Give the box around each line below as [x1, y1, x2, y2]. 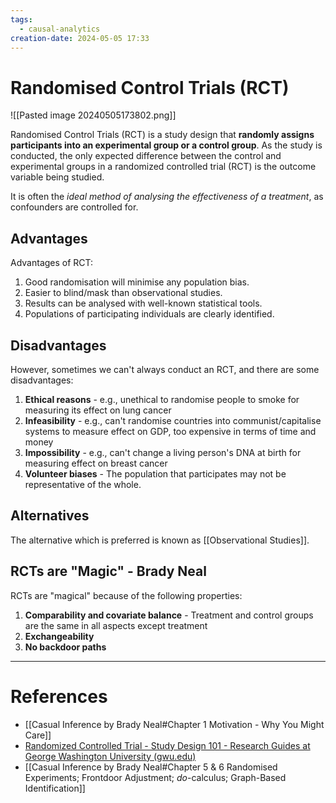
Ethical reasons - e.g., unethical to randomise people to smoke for [24, 393, 300, 405]
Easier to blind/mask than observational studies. [24, 287, 223, 299]
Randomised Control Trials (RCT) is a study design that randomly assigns [10, 129, 315, 141]
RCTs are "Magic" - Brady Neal [10, 563, 207, 580]
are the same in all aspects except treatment [24, 619, 208, 631]
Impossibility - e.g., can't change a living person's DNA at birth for [24, 446, 302, 458]
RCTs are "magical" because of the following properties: [10, 589, 243, 601]
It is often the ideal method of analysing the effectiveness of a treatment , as [10, 191, 324, 203]
